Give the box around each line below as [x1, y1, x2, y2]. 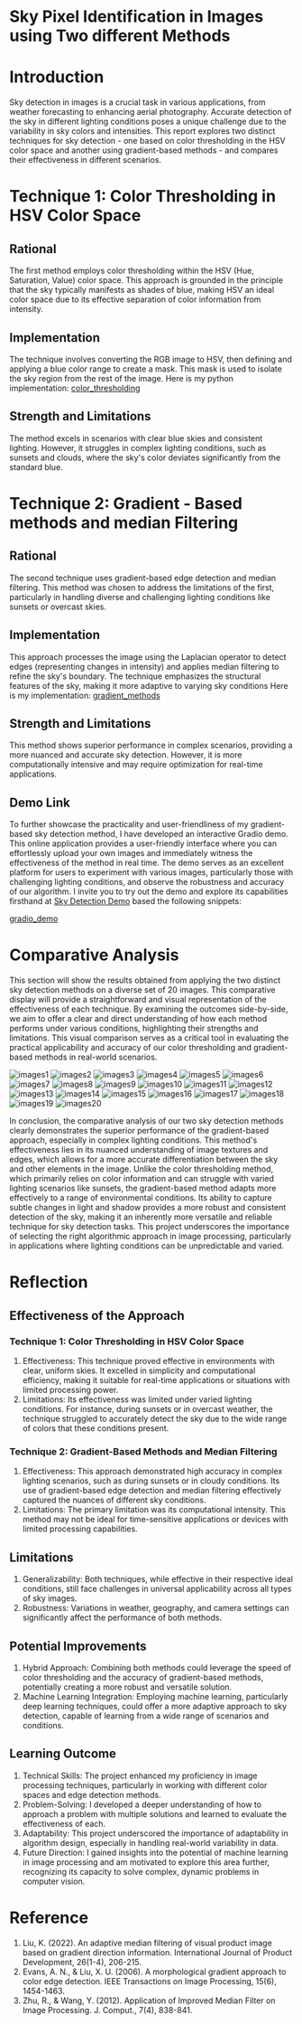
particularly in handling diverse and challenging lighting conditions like [9, 591, 271, 602]
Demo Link [9, 795, 70, 810]
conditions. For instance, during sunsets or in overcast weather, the [22, 1404, 273, 1414]
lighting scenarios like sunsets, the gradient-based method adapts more [9, 1182, 277, 1194]
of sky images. [22, 1593, 78, 1604]
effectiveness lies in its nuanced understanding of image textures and [9, 1144, 269, 1155]
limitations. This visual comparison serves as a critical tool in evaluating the [9, 1032, 289, 1043]
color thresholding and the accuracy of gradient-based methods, [22, 1671, 264, 1682]
